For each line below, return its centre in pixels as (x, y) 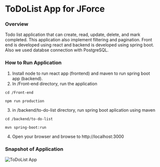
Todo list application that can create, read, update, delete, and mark (73, 34)
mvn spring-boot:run (26, 127)
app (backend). (27, 78)
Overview (17, 24)
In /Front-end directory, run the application (55, 83)
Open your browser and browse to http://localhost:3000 (68, 136)
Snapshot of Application (34, 149)
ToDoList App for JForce (55, 9)
